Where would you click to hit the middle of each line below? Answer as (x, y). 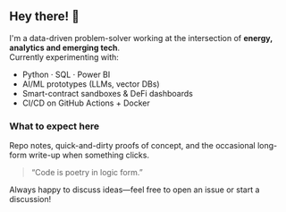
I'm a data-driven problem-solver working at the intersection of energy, (141, 38)
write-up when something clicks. (89, 155)
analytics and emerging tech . (65, 47)
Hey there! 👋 (45, 17)
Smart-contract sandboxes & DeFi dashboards (108, 93)
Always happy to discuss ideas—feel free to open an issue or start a (135, 190)
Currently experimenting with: (64, 57)
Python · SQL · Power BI (66, 74)
